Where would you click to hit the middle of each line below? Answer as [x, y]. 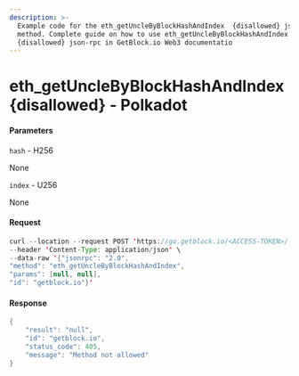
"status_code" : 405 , [63, 347]
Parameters [31, 131]
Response [28, 303]
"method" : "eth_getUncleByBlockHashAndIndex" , [97, 266]
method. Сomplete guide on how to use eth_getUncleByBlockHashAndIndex [153, 34]
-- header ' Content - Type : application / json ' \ [95, 249]
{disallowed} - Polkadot [99, 106]
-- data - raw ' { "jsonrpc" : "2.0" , [69, 258]
